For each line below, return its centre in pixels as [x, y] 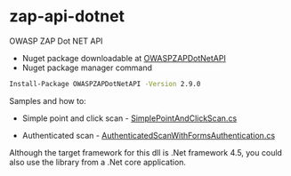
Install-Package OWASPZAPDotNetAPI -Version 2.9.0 [105, 84]
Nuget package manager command [87, 68]
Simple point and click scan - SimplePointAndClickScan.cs [129, 118]
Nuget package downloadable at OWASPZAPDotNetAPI [124, 58]
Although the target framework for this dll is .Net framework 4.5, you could [146, 152]
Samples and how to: [48, 100]
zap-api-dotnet [67, 16]
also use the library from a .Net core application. [98, 162]
